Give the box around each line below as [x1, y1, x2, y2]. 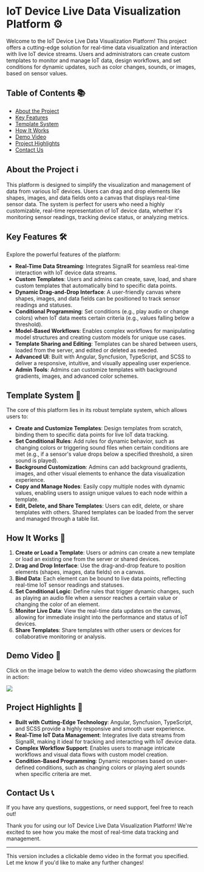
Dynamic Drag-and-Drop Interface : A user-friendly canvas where [15, 288, 181, 296]
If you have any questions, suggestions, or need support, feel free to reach [6, 804, 194, 811]
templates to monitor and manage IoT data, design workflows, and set [6, 57, 181, 64]
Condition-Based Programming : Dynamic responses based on [15, 757, 173, 764]
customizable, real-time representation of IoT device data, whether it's [6, 207, 183, 214]
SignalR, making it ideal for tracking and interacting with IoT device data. [15, 738, 196, 745]
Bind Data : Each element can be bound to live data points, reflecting [15, 575, 186, 582]
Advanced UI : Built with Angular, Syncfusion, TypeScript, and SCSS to [15, 353, 191, 360]
